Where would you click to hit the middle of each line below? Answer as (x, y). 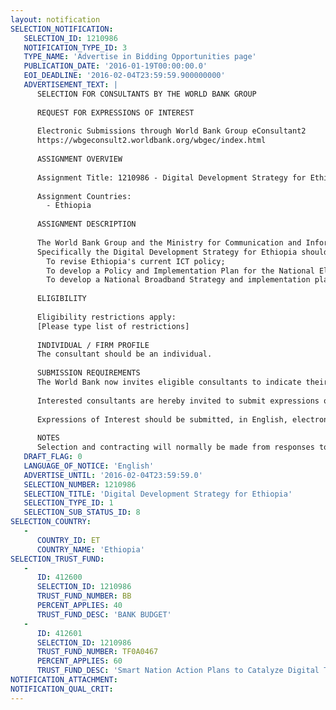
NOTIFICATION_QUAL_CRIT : (62, 689)
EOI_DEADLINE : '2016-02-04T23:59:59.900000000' (124, 76)
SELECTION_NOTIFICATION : (62, 29)
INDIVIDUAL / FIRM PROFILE (93, 345)
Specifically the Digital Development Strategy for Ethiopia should (182, 252)
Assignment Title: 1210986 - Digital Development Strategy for (171, 177)
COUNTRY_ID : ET (68, 540)
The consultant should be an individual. (124, 354)
